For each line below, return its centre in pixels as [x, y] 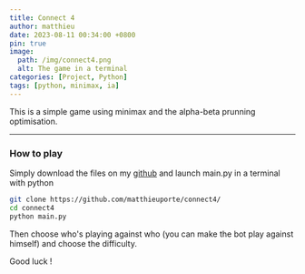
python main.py [38, 216]
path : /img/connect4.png [64, 60]
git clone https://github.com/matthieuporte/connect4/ [115, 199]
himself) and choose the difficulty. [74, 243]
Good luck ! [31, 261]
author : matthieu [42, 26]
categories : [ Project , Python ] [69, 77]
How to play [36, 153]
